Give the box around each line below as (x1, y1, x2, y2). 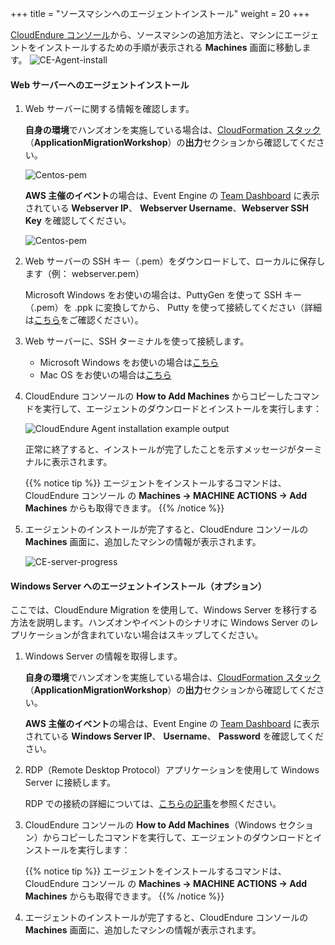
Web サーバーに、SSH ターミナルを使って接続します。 (24, 335, 250, 347)
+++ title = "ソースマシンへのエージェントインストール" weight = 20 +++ (10, 8, 310, 19)
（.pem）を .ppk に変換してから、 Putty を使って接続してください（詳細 (24, 302, 322, 314)
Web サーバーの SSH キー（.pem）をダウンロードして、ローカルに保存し (24, 255, 326, 267)
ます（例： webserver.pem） (24, 268, 145, 280)
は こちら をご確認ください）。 (24, 314, 144, 326)
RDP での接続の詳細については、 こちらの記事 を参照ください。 (24, 798, 282, 810)
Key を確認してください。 (24, 215, 132, 227)
